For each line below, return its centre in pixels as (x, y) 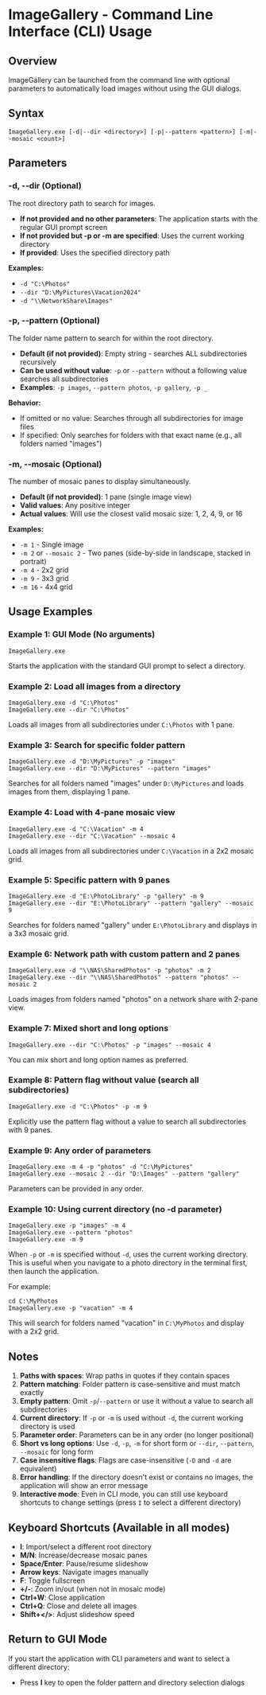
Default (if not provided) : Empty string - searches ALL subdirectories (133, 353)
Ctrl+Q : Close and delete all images (78, 1606)
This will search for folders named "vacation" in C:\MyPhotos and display (126, 1323)
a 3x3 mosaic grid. (39, 933)
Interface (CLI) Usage (80, 31)
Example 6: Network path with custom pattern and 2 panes (124, 954)
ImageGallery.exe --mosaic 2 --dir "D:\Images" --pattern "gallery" (124, 1174)
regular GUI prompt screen (64, 227)
